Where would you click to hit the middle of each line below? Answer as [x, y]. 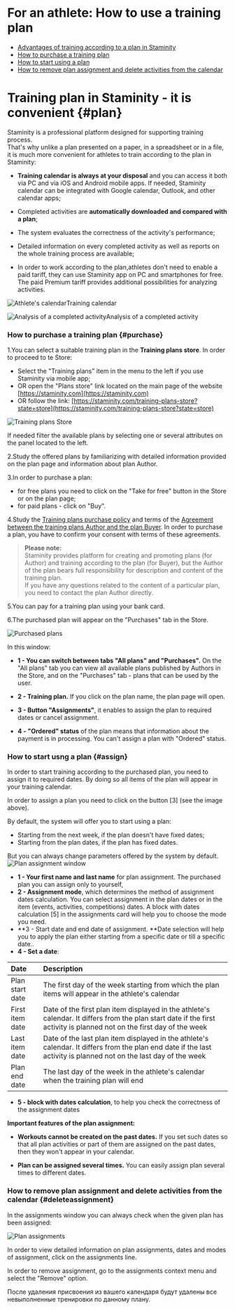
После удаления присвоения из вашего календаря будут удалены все [112, 1292]
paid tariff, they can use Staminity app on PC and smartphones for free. [120, 274]
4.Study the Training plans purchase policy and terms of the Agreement [111, 519]
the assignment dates [49, 1110]
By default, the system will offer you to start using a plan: [89, 821]
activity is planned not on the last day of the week [124, 1056]
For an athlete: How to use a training [114, 13]
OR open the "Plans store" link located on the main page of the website [120, 386]
